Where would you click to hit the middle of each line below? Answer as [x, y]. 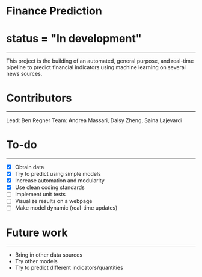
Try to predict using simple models [58, 174]
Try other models [36, 261]
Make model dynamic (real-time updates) [66, 208]
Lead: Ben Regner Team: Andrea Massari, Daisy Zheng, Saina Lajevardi [94, 120]
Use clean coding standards [50, 187]
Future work [37, 232]
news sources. [24, 74]
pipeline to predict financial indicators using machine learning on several [96, 67]
